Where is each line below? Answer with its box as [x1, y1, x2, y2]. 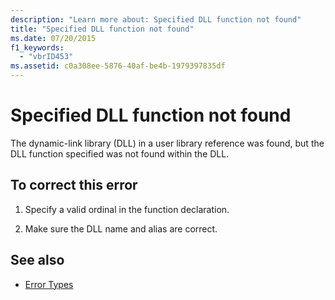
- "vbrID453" [19, 52, 74, 62]
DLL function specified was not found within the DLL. [10, 147, 230, 160]
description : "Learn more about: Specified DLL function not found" [10, 14, 302, 25]
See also [10, 252, 65, 269]
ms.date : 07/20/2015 [10, 33, 97, 43]
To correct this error [10, 177, 138, 194]
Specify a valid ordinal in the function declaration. [24, 203, 230, 215]
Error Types [24, 278, 74, 290]
